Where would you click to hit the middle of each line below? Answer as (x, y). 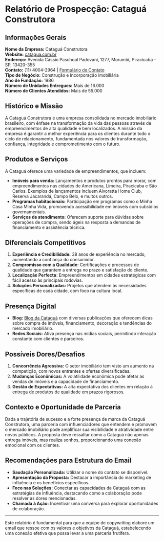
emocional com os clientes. (32, 445)
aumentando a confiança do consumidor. (53, 260)
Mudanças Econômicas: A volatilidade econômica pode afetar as (78, 376)
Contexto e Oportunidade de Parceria (63, 407)
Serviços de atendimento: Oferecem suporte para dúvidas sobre (78, 217)
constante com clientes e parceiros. (48, 339)
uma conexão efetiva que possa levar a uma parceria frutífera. (68, 533)
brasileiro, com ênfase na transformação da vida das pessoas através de (78, 123)
